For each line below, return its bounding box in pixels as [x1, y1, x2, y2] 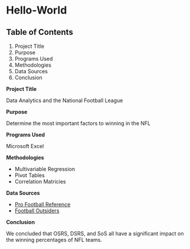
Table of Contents [6, 27, 74, 37]
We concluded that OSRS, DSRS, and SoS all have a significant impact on [6, 230, 184, 237]
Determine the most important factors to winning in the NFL [6, 120, 151, 127]
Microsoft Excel [6, 143, 44, 149]
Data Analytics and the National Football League [6, 97, 123, 104]
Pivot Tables [14, 172, 45, 179]
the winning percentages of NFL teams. [6, 237, 102, 243]
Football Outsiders [14, 207, 60, 214]
